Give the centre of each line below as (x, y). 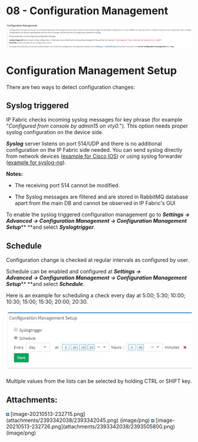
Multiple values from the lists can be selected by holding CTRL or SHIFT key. (99, 381)
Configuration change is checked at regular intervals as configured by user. (98, 260)
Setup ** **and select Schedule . (45, 284)
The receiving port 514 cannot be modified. (67, 186)
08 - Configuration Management (87, 11)
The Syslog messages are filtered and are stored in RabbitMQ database (101, 197)
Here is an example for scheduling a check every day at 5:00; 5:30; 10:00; (96, 295)
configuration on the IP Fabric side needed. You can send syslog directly (94, 150)
